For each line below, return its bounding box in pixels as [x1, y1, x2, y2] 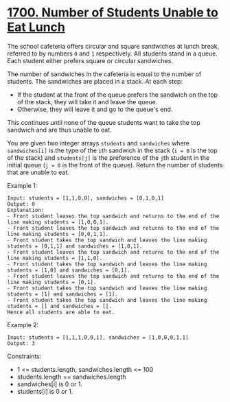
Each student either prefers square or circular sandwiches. [7, 56, 174, 64]
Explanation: [7, 206, 45, 213]
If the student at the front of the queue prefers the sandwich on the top [16, 91, 218, 99]
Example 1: [7, 181, 38, 189]
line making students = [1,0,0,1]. [7, 218, 109, 226]
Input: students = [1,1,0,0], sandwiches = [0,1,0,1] [7, 194, 165, 202]
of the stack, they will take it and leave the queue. [16, 97, 158, 106]
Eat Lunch [7, 19, 65, 35]
